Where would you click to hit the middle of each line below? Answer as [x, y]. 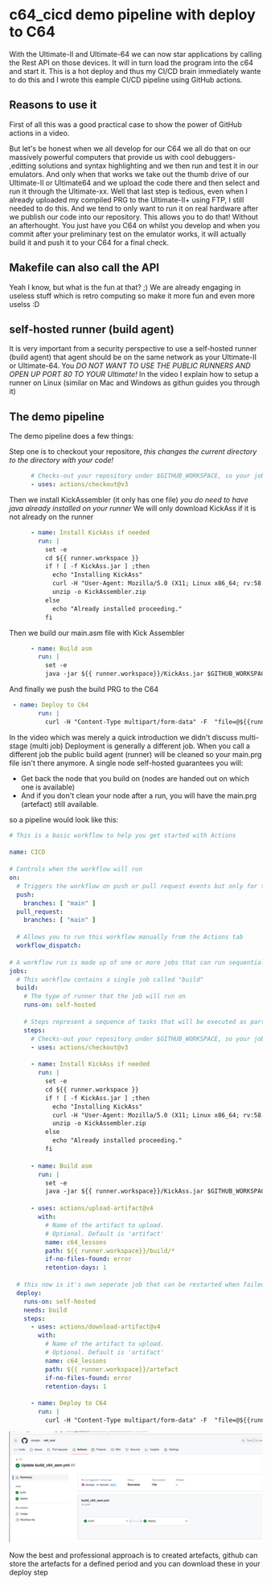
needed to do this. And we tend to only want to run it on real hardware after [134, 208]
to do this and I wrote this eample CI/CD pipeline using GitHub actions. [126, 80]
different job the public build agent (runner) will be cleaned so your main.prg [135, 754]
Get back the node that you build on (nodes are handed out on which [135, 778]
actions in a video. [39, 133]
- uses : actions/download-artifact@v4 [95, 1327]
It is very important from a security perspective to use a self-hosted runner [133, 349]
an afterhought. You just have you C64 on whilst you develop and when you [135, 225]
